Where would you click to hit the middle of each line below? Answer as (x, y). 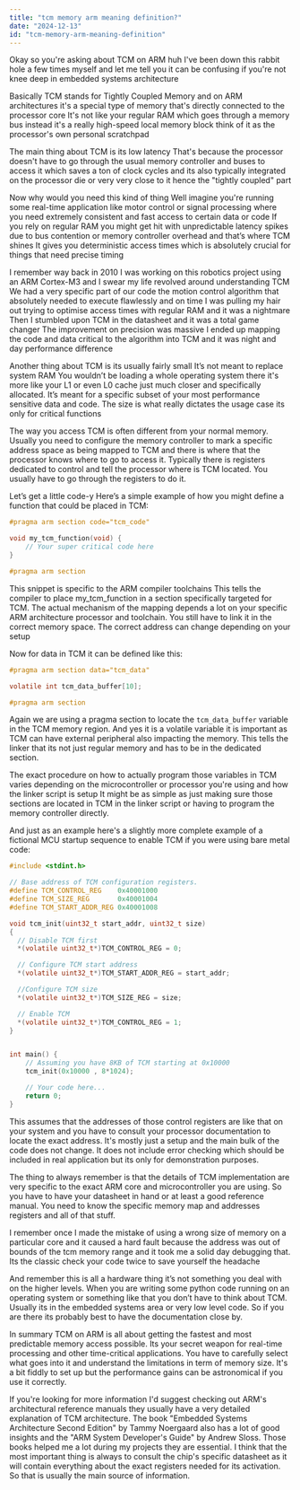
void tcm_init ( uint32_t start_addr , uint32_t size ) (107, 924)
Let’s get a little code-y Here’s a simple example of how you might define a (147, 496)
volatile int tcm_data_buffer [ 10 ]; (76, 686)
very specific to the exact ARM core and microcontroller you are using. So (146, 1187)
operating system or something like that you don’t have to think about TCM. (149, 1297)
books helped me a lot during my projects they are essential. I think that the (148, 1447)
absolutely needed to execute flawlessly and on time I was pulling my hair (145, 301)
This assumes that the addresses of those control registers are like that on (146, 1121)
